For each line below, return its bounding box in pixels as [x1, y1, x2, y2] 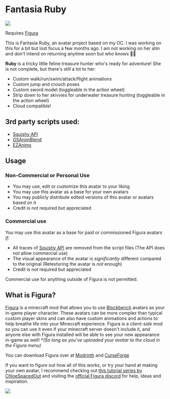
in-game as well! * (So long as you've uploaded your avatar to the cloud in [5, 337, 160, 343]
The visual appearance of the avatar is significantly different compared [12, 255, 161, 262]
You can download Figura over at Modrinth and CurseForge [5, 352, 129, 358]
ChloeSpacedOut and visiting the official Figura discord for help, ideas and [5, 373, 161, 379]
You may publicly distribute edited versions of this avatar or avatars [12, 194, 154, 201]
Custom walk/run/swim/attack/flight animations [12, 75, 112, 82]
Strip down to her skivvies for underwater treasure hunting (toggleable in [12, 92, 165, 98]
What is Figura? [5, 291, 56, 300]
